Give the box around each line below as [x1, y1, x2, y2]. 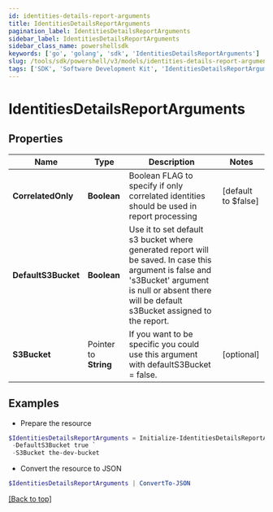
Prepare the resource [19, 418, 92, 427]
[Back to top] [8, 494, 52, 504]
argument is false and [128, 264, 212, 276]
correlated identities [128, 190, 206, 202]
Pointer [87, 338, 115, 349]
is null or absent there [128, 284, 212, 296]
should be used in [128, 200, 197, 211]
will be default [128, 294, 183, 306]
